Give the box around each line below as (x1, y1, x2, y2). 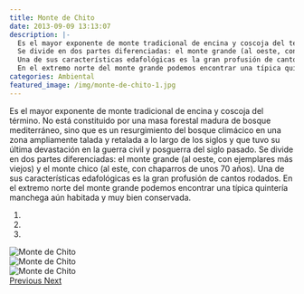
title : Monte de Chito (9, 13, 95, 23)
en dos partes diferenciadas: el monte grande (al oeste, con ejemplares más (9, 153, 293, 164)
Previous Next (9, 275, 62, 286)
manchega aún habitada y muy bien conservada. (9, 192, 192, 203)
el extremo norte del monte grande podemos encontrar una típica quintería (9, 182, 289, 193)
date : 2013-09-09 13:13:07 (9, 22, 111, 31)
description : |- (9, 30, 71, 39)
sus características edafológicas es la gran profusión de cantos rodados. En (9, 173, 293, 184)
